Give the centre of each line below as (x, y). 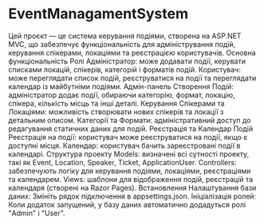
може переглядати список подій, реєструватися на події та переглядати (132, 78)
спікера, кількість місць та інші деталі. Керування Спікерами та (116, 103)
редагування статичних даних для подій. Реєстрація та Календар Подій (131, 129)
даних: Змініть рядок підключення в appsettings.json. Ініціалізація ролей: (132, 196)
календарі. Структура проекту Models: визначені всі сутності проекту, (129, 154)
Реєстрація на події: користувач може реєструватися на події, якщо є (128, 137)
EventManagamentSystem (99, 14)
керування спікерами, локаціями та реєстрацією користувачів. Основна (132, 52)
